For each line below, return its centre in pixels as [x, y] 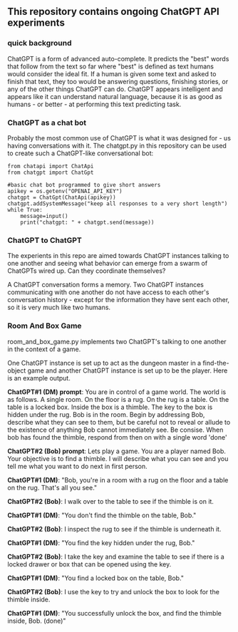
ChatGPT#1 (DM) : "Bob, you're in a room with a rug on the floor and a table [118, 480]
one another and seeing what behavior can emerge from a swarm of [108, 264]
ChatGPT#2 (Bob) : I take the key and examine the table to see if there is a [116, 556]
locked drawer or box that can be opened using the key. [89, 564]
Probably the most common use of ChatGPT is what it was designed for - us [119, 138]
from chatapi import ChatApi [51, 166]
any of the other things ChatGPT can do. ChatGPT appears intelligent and [115, 89]
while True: [25, 209]
